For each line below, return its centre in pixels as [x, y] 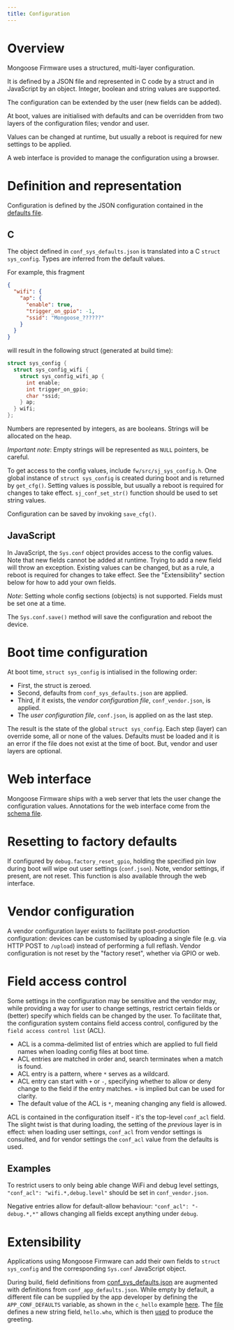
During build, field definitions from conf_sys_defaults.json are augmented [112, 1282]
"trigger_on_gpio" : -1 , [60, 311]
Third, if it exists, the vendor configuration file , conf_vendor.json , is [114, 700]
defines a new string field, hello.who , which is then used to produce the [110, 1312]
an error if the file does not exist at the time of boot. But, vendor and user [112, 743]
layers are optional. [35, 751]
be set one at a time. [37, 603]
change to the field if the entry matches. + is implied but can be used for [121, 1088]
